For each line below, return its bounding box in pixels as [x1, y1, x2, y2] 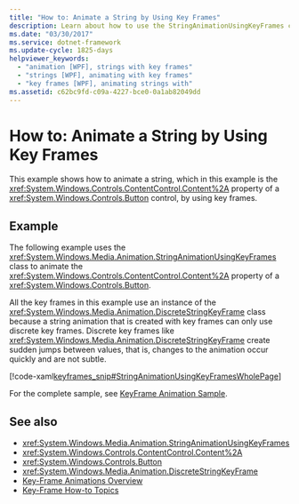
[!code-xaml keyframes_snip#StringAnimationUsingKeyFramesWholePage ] [9, 371, 282, 382]
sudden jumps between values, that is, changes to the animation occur [9, 344, 269, 356]
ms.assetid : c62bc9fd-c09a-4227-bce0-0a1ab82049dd [9, 87, 201, 96]
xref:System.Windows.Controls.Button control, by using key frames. [9, 193, 258, 204]
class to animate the [9, 261, 83, 272]
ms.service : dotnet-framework [9, 37, 122, 47]
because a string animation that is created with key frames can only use [9, 316, 273, 327]
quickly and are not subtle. [9, 354, 107, 364]
